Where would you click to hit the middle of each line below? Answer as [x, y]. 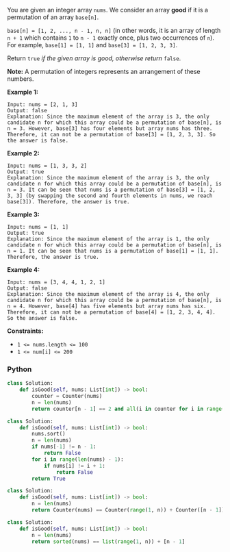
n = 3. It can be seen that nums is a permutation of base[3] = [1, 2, [111, 190]
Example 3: [23, 214]
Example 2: [23, 153]
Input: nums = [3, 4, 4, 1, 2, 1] [56, 282]
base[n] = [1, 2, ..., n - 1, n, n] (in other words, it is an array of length [114, 30]
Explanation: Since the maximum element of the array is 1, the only [108, 239]
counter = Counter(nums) [67, 397]
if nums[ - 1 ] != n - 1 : [64, 447]
